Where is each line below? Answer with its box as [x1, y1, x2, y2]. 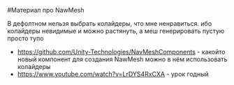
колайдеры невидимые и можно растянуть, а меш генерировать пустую [7, 27, 225, 35]
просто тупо [7, 34, 44, 42]
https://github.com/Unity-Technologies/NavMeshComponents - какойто [17, 48, 226, 56]
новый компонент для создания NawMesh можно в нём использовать [17, 55, 228, 63]
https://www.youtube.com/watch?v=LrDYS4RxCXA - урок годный [17, 70, 209, 78]
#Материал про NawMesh [7, 6, 85, 14]
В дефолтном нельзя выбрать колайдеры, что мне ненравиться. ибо [7, 20, 212, 27]
